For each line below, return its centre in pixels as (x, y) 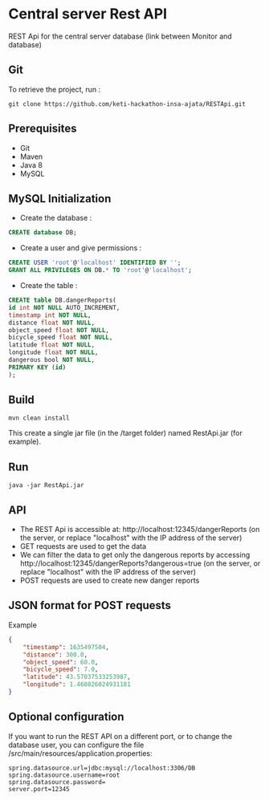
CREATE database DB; (43, 233)
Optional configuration (66, 717)
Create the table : (49, 285)
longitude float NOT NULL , (53, 353)
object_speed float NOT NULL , (59, 330)
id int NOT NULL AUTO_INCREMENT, (64, 307)
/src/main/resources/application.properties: (80, 753)
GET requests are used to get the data (83, 546)
